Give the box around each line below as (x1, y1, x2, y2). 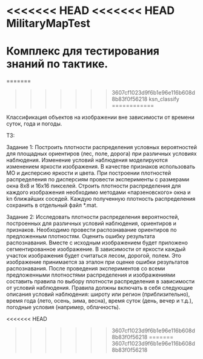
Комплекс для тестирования (6, 44, 159, 58)
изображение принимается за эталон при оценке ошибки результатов (6, 258, 189, 266)
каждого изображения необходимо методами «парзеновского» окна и (6, 189, 191, 196)
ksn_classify (148, 95, 180, 103)
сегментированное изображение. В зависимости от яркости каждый (6, 246, 186, 253)
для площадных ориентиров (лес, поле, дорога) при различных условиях (6, 150, 197, 158)
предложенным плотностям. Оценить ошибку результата (6, 233, 156, 240)
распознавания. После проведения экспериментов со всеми (6, 265, 165, 272)
